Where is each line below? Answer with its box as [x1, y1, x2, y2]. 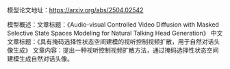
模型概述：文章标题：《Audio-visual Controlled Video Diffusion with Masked [7, 20, 219, 29]
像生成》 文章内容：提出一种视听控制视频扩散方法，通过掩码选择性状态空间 [7, 46, 219, 54]
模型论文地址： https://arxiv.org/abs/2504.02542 [7, 6, 144, 14]
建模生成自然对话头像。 [7, 55, 73, 63]
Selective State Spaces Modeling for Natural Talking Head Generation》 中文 [7, 29, 223, 37]
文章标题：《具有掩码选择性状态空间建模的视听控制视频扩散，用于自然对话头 [7, 38, 220, 46]
